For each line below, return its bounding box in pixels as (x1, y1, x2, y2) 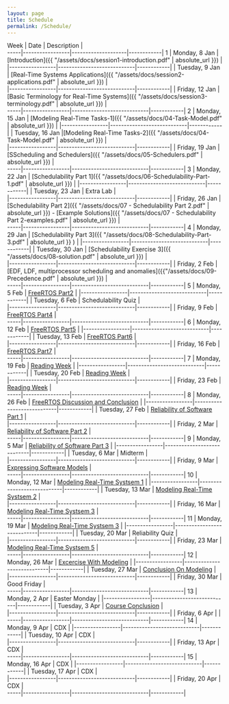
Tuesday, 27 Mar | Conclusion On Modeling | (90, 566, 217, 574)
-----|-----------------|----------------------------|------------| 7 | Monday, (7, 354, 221, 363)
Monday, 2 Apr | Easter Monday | (7, 594, 100, 603)
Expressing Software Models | (7, 464, 92, 472)
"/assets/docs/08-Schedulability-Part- (103, 231, 212, 239)
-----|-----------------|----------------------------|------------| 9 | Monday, (7, 434, 221, 442)
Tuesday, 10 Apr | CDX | (28, 631, 96, 639)
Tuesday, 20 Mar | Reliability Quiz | (79, 529, 178, 538)
